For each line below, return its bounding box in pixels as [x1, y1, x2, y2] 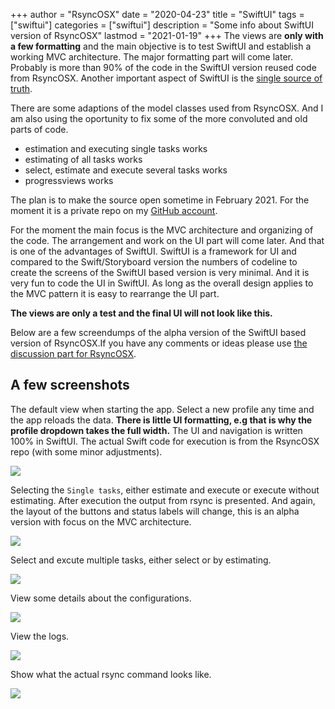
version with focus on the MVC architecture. [10, 515, 192, 528]
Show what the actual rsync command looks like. [10, 668, 212, 680]
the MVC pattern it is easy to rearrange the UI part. [10, 288, 220, 299]
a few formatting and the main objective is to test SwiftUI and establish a [10, 40, 312, 52]
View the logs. [10, 630, 70, 642]
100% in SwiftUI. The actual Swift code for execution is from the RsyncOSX [10, 435, 320, 447]
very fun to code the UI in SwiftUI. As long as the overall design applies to [10, 277, 314, 289]
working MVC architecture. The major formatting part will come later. [10, 51, 293, 63]
